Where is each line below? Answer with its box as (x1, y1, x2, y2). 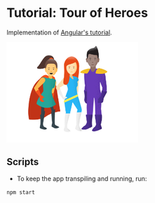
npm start (6, 189, 36, 196)
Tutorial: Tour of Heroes (6, 5, 149, 21)
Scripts (6, 156, 39, 168)
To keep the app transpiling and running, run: (16, 174, 147, 183)
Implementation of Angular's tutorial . (6, 28, 113, 37)
